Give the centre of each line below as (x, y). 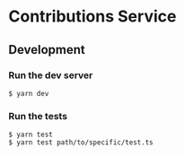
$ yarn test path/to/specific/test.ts (81, 143)
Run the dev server (51, 75)
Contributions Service (92, 17)
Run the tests (38, 116)
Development (47, 50)
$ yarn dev (29, 93)
